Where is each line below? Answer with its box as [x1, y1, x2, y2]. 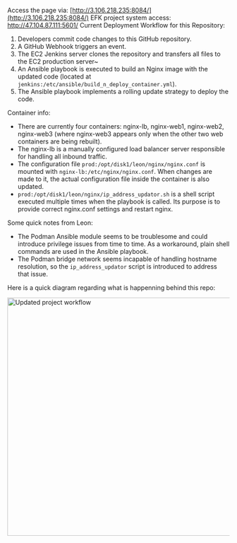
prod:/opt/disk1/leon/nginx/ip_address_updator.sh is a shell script [17, 190, 215, 198]
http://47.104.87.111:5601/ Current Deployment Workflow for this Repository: [7, 21, 226, 29]
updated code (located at [17, 72, 92, 81]
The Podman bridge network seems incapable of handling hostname [17, 255, 217, 263]
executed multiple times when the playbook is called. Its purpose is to [17, 197, 221, 206]
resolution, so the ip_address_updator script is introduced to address [17, 262, 217, 271]
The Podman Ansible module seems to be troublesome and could [17, 233, 208, 240]
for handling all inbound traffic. [17, 152, 107, 160]
